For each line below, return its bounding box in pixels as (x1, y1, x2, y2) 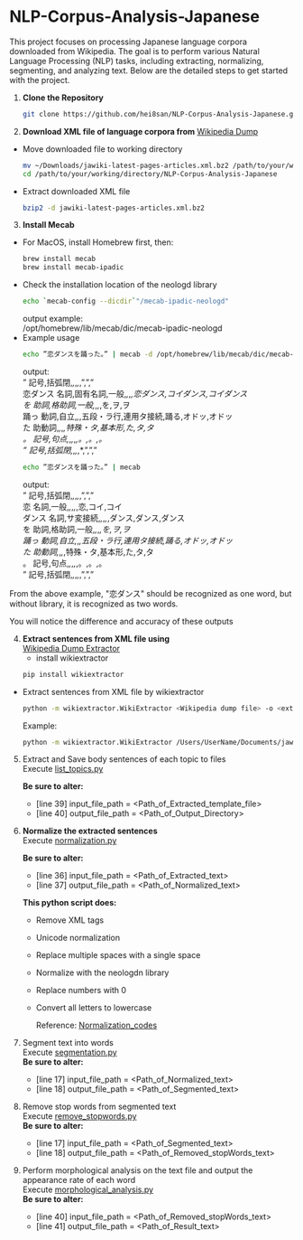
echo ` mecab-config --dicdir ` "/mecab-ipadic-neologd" (22, 296, 229, 306)
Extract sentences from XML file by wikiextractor (22, 686, 205, 697)
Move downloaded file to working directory (22, 143, 183, 155)
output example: (22, 314, 84, 324)
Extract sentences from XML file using (22, 633, 170, 643)
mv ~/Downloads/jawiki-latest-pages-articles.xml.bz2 (22, 161, 229, 170)
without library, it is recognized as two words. (9, 598, 179, 609)
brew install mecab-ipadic (22, 263, 124, 272)
